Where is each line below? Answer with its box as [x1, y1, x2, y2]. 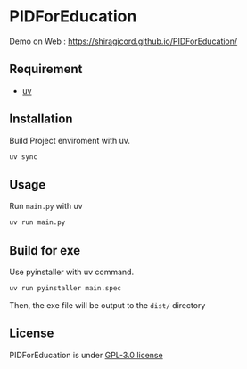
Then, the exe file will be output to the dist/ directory [9, 299, 206, 310]
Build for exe [9, 243, 81, 258]
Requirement [9, 62, 83, 77]
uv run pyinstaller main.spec [9, 283, 122, 292]
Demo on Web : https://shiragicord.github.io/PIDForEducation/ [9, 36, 238, 46]
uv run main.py [9, 218, 66, 227]
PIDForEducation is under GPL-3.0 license [9, 349, 163, 360]
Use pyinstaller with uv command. [9, 266, 135, 277]
